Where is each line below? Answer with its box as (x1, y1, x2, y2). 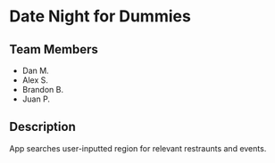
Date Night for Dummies (9, 6, 192, 27)
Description (9, 119, 76, 134)
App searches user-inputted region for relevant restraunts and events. (9, 143, 267, 153)
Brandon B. (21, 85, 64, 94)
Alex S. (21, 75, 49, 86)
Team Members (9, 42, 98, 57)
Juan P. (21, 94, 51, 104)
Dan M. (21, 65, 49, 76)
